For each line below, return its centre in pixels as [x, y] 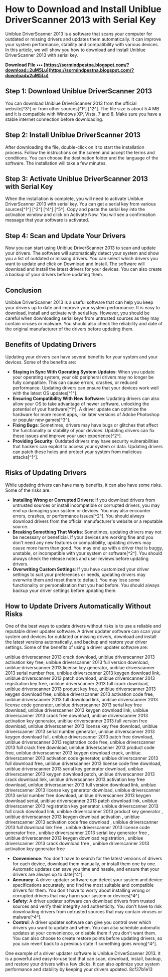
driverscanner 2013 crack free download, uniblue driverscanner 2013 [77, 716]
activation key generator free [35, 849]
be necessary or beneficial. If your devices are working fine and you [83, 537]
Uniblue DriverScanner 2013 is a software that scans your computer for [79, 34]
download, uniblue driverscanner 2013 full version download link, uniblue [81, 785]
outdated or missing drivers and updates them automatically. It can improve [83, 39]
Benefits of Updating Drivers [51, 345]
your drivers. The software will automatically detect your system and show [82, 253]
